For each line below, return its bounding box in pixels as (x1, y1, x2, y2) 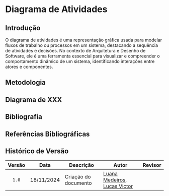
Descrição (68, 162, 95, 169)
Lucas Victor (103, 183, 133, 190)
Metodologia (5, 78, 46, 87)
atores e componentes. (5, 64, 53, 70)
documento (64, 180, 92, 187)
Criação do (64, 173, 91, 180)
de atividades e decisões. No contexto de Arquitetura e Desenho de (5, 48, 146, 53)
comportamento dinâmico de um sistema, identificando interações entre (5, 58, 155, 64)
